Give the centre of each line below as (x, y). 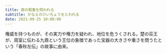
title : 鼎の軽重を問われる (30, 10)
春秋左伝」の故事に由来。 (44, 46)
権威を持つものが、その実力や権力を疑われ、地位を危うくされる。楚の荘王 (82, 34)
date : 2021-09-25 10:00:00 (33, 19)
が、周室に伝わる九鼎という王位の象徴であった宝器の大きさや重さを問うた (82, 40)
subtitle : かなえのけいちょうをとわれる (42, 14)
